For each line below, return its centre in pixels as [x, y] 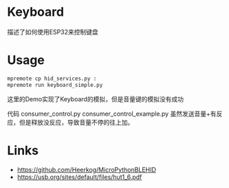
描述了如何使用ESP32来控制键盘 [53, 32]
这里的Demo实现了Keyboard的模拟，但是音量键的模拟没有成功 [96, 99]
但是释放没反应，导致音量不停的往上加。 [76, 122]
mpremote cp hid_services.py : [52, 79]
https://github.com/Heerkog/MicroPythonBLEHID [87, 169]
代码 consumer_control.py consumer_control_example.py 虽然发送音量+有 [112, 114]
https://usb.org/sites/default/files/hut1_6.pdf [79, 177]
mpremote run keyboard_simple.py [55, 85]
